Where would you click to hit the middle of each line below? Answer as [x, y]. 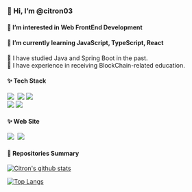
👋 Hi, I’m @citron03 [40, 11]
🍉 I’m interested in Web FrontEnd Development [75, 27]
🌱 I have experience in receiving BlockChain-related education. [96, 65]
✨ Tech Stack [27, 81]
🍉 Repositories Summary [43, 153]
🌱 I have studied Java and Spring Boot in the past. [77, 58]
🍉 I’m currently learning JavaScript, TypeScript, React [85, 43]
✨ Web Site [23, 121]
